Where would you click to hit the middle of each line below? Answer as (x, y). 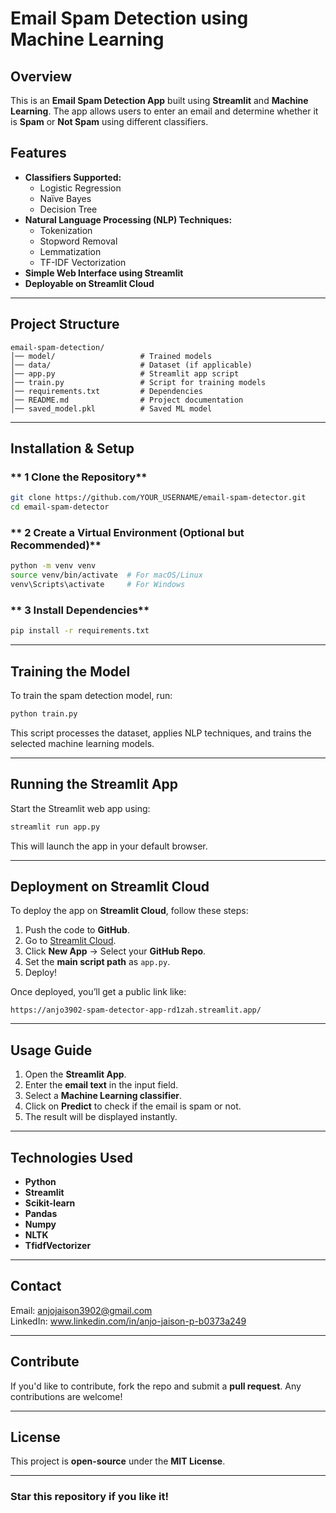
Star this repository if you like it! (89, 1497)
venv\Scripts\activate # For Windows (98, 585)
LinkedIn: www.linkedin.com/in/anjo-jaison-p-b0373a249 (128, 1321)
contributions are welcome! (66, 1396)
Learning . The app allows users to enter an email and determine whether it (164, 111)
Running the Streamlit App (94, 784)
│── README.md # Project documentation (127, 400)
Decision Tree (68, 209)
